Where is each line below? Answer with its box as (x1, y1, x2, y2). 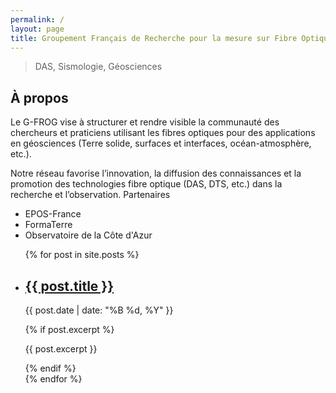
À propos (10, 89, 69, 106)
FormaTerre (24, 219, 73, 231)
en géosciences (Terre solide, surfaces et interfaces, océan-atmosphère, (10, 137, 312, 150)
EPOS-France (24, 208, 82, 220)
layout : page (10, 24, 65, 34)
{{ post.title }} (24, 277, 115, 295)
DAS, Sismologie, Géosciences (34, 61, 163, 73)
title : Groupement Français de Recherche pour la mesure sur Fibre (10, 33, 298, 43)
